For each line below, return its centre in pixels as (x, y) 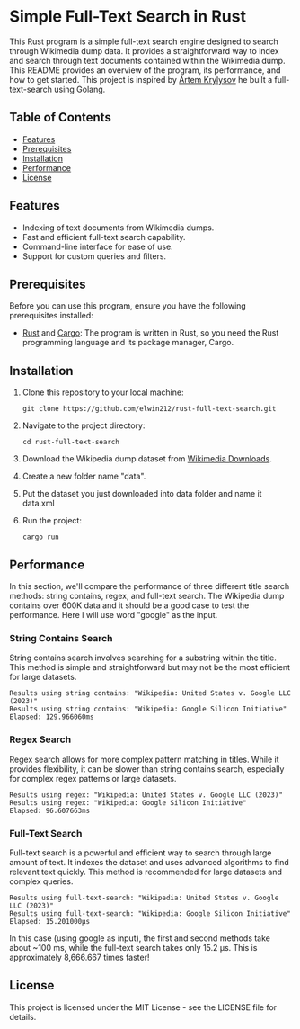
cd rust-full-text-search (71, 443)
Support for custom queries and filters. (94, 256)
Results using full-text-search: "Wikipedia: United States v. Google (144, 898)
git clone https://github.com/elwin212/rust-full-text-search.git (149, 409)
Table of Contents (61, 117)
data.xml (39, 503)
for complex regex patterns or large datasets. (93, 778)
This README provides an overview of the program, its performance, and (145, 70)
